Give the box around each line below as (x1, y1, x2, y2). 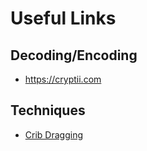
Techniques (10, 102, 86, 119)
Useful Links (10, 7, 117, 30)
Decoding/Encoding (10, 47, 138, 64)
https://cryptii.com (24, 73, 102, 85)
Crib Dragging (24, 128, 83, 141)
